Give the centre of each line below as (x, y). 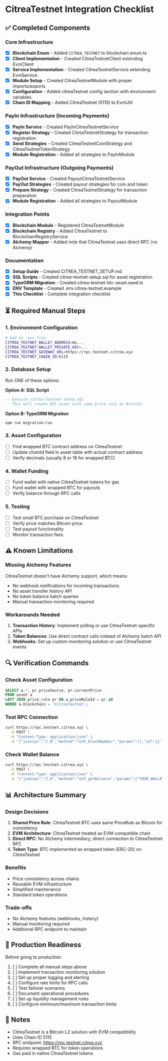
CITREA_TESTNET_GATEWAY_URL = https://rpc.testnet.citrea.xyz (69, 352)
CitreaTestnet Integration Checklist (79, 9)
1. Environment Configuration (41, 327)
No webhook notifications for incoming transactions (66, 586)
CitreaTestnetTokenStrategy (41, 149)
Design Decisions (27, 812)
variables (22, 97)
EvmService (25, 75)
